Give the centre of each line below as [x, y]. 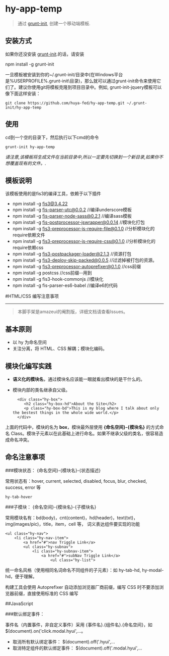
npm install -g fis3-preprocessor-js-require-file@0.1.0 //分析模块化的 [83, 229]
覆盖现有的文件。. [28, 163]
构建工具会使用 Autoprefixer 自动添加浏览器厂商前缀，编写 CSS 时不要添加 [82, 587]
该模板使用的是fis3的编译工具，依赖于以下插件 [53, 194]
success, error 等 [23, 487]
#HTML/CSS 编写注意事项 [32, 296]
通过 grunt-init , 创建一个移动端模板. [54, 23]
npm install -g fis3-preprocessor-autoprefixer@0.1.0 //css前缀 [77, 267]
